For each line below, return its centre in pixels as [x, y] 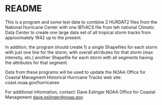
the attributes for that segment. [37, 63]
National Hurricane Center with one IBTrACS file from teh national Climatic [80, 27]
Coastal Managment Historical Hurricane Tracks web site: [63, 77]
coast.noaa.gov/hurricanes [32, 82]
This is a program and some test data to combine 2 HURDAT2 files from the [81, 22]
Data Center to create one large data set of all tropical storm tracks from [78, 32]
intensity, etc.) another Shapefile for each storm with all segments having [79, 57]
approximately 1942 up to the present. [43, 38]
